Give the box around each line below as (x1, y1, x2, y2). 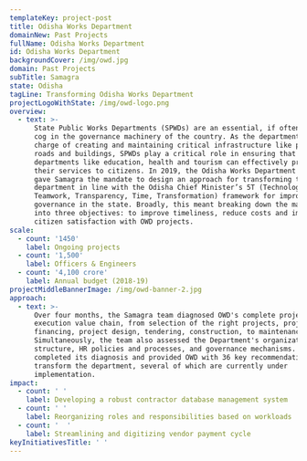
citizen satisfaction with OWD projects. (33, 216, 195, 226)
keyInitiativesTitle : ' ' (9, 437, 108, 447)
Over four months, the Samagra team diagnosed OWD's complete (33, 310, 276, 320)
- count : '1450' (17, 234, 79, 243)
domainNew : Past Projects (9, 30, 108, 39)
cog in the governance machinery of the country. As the (33, 132, 256, 141)
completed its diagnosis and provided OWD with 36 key (33, 352, 248, 361)
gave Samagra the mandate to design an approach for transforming (33, 174, 292, 183)
